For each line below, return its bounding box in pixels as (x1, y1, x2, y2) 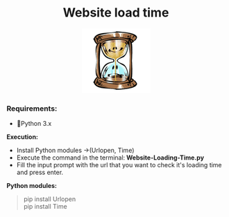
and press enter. (16, 168, 64, 177)
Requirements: (6, 104, 58, 113)
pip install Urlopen (23, 195, 76, 203)
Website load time (62, 5, 169, 21)
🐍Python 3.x (16, 120, 52, 128)
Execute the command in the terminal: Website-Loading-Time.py (16, 153, 205, 162)
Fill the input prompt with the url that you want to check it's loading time (16, 161, 223, 169)
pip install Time (23, 202, 67, 211)
